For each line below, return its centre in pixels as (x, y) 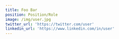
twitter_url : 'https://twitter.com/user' (50, 24)
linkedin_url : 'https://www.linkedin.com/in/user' (60, 29)
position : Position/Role (32, 15)
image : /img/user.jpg (28, 19)
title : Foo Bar (21, 10)
